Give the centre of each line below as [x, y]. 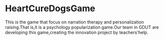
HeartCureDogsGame [50, 9]
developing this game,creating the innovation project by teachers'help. [77, 32]
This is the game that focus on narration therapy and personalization [75, 22]
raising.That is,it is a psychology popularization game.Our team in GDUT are [82, 27]
